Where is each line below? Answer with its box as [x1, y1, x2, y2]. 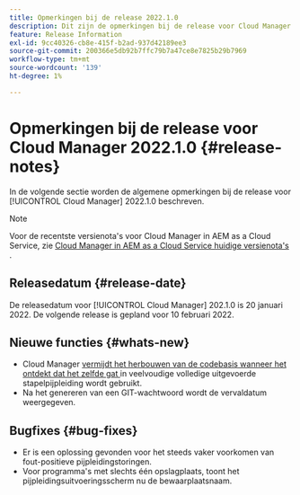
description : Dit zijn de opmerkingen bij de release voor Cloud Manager [9, 22, 292, 31]
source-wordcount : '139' [9, 64, 102, 73]
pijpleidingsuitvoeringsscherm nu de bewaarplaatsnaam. [22, 475, 233, 486]
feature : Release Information [9, 30, 123, 39]
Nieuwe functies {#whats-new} [9, 334, 190, 350]
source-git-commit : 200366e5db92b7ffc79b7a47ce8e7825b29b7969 [9, 47, 247, 56]
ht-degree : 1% [9, 72, 63, 81]
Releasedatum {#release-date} [9, 276, 187, 291]
